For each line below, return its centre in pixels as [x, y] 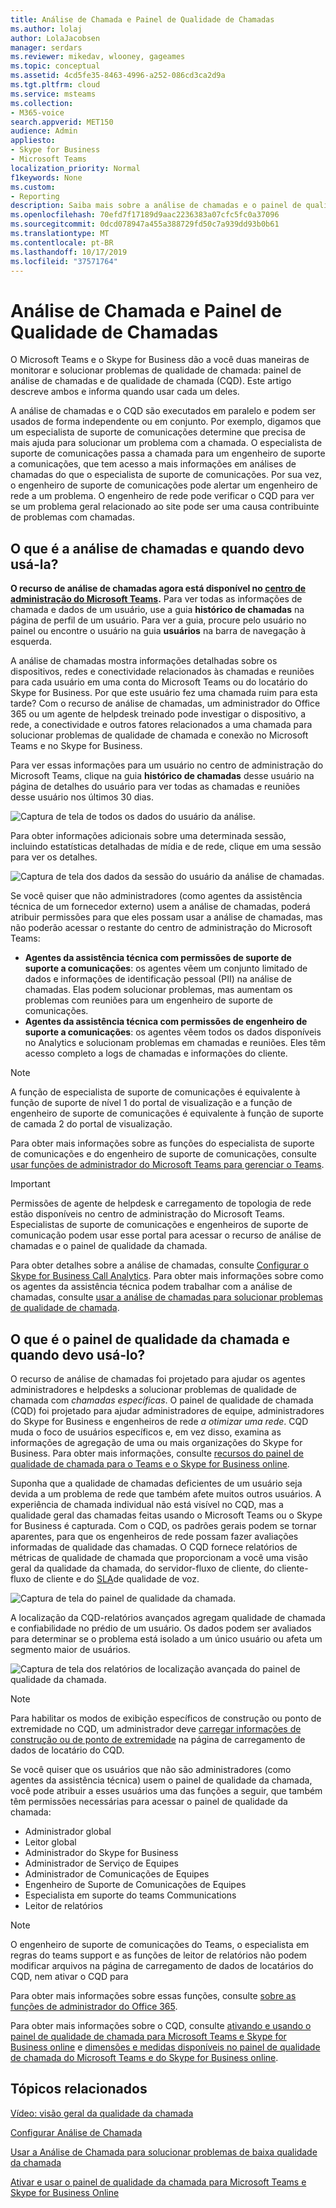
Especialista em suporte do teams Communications [130, 1895]
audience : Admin [44, 131]
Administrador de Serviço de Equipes [101, 1863]
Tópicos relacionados [79, 2089]
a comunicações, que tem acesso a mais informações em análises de [153, 464]
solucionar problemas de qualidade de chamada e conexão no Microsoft [159, 735]
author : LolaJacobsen [55, 38]
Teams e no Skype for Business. [76, 746]
